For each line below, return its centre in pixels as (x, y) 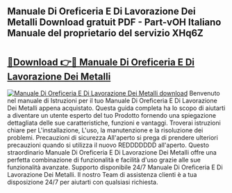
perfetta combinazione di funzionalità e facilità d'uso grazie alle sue (104, 160)
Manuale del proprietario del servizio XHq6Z (105, 33)
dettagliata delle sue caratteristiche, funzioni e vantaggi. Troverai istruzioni (114, 123)
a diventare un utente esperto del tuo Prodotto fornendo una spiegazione (112, 115)
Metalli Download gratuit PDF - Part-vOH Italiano (114, 23)
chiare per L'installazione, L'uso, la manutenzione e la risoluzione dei (105, 130)
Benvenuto (205, 93)
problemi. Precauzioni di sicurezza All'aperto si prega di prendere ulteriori (113, 138)
